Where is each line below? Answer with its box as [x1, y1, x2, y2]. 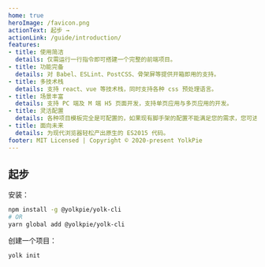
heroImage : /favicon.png [8, 19, 90, 27]
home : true [8, 11, 44, 20]
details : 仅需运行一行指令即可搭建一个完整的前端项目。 [15, 56, 177, 64]
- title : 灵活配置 [8, 107, 65, 115]
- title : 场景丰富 [8, 92, 65, 100]
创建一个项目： [8, 235, 57, 245]
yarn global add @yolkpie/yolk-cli [8, 220, 125, 229]
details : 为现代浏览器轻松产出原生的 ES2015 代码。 [15, 129, 170, 137]
